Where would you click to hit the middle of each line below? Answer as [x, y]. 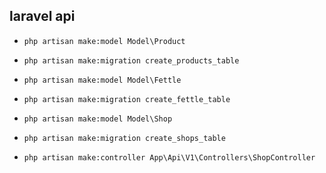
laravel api [42, 16]
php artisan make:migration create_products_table [131, 60]
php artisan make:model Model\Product [104, 41]
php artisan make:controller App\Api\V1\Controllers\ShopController [169, 157]
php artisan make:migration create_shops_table [124, 138]
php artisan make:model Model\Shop [98, 119]
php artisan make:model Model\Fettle [102, 80]
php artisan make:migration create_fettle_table [127, 99]
